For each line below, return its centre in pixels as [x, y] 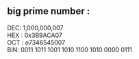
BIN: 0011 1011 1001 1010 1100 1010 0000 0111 [69, 49]
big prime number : [49, 11]
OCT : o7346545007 [36, 42]
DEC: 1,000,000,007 [35, 27]
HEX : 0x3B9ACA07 [35, 35]
